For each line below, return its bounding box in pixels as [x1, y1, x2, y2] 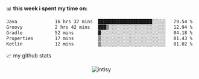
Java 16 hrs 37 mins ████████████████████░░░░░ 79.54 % [6, 19, 193, 25]
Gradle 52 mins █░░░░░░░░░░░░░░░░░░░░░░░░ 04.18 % [6, 29, 193, 36]
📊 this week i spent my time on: [6, 5, 88, 12]
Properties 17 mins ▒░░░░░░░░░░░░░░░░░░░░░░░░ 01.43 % [6, 35, 193, 41]
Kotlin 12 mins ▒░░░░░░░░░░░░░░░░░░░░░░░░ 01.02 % [6, 41, 193, 47]
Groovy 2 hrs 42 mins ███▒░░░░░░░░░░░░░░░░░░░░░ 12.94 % [6, 24, 193, 30]
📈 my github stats [6, 52, 52, 59]
